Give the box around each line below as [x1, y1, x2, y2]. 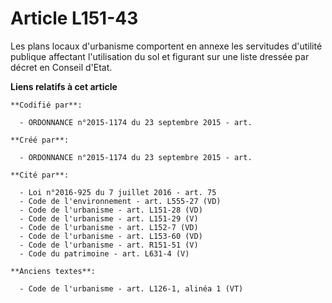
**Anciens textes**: [10, 266, 97, 276]
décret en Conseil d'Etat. [10, 61, 113, 73]
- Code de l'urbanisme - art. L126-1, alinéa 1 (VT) [19, 283, 244, 294]
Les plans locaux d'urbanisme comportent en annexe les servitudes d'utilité [10, 40, 323, 52]
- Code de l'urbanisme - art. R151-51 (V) [19, 240, 199, 250]
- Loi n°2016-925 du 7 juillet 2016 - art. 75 [19, 187, 217, 197]
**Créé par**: [10, 135, 70, 145]
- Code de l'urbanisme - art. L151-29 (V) [19, 213, 199, 224]
